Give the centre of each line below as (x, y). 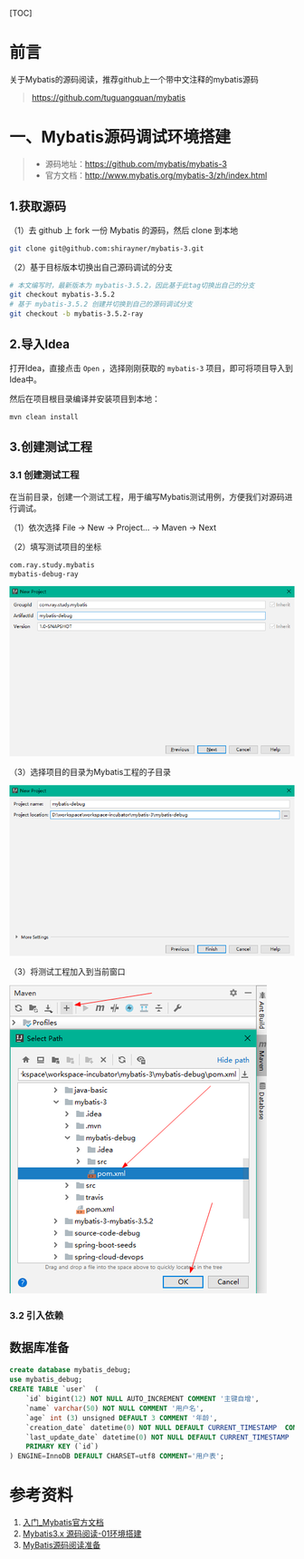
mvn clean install (44, 417)
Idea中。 (26, 379)
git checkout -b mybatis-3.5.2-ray (76, 314)
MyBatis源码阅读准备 (62, 1545)
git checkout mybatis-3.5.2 (62, 295)
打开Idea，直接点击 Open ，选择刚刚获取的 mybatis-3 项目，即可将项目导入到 (152, 368)
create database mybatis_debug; (70, 1370)
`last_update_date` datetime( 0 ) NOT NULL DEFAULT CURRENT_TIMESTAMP (157, 1437)
